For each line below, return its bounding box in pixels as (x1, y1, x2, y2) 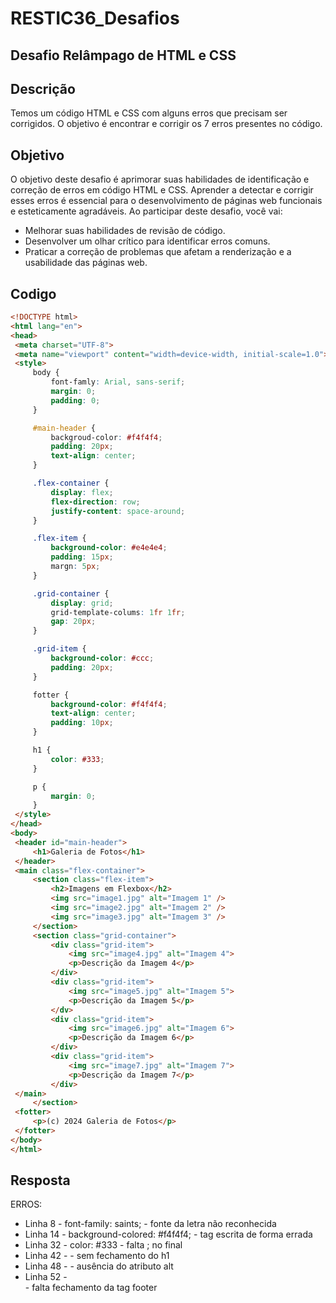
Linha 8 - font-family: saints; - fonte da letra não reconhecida (24, 1218, 277, 1230)
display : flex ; (50, 487, 114, 497)
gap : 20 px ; (50, 617, 97, 627)
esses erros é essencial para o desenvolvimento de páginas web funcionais (10, 195, 323, 207)
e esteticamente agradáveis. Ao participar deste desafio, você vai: (10, 205, 283, 217)
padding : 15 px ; (50, 552, 114, 562)
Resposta (10, 1172, 71, 1189)
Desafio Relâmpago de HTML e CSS (10, 47, 237, 64)
